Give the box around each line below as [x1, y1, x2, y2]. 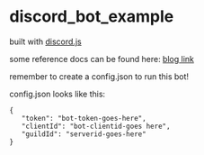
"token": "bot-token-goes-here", [21, 114, 146, 123]
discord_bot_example [9, 6, 174, 27]
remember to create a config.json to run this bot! [9, 70, 190, 82]
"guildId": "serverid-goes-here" [21, 129, 146, 139]
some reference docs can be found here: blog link [9, 53, 195, 64]
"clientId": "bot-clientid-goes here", [21, 122, 171, 131]
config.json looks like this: [9, 88, 106, 99]
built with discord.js [9, 36, 83, 47]
